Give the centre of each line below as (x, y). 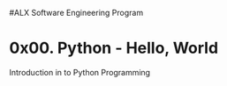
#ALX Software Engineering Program (76, 13)
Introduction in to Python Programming (80, 72)
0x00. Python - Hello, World (114, 48)
